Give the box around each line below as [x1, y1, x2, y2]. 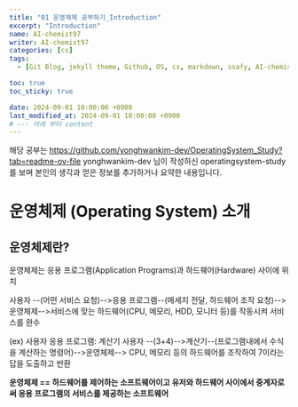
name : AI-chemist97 [9, 29, 82, 38]
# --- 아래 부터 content [9, 119, 94, 129]
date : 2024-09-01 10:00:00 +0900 [9, 103, 133, 112]
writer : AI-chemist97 [9, 37, 90, 47]
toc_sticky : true [9, 86, 74, 96]
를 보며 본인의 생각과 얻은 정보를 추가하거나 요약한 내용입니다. [9, 167, 223, 178]
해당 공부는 [9, 145, 48, 156]
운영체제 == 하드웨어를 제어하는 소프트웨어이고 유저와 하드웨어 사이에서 [9, 377, 255, 387]
